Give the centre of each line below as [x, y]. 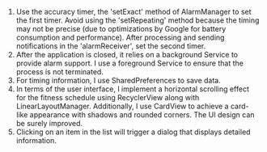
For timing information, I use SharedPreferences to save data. [118, 80]
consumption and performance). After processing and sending [120, 37]
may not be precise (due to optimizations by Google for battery [121, 29]
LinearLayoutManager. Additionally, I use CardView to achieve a [122, 106]
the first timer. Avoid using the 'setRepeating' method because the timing [138, 20]
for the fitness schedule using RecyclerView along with [108, 97]
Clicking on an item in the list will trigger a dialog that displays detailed [133, 132]
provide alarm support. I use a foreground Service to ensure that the [130, 63]
